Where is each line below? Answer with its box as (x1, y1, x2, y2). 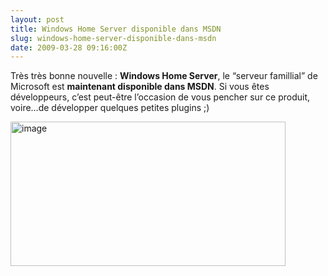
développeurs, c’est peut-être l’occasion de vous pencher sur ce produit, (10, 91, 311, 103)
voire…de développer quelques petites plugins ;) (10, 102, 210, 114)
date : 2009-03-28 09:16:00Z (10, 42, 128, 53)
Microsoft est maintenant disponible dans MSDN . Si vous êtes (10, 81, 270, 93)
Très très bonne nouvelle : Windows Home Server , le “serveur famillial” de (10, 70, 318, 82)
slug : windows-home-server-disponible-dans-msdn (10, 33, 217, 43)
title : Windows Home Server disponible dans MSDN (10, 24, 222, 34)
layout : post (10, 14, 65, 25)
